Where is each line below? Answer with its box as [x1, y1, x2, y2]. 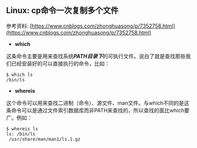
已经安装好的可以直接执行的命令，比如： [11, 60, 110, 67]
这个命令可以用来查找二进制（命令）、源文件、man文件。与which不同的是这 [6, 99, 189, 106]
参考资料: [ [6, 22, 33, 29]
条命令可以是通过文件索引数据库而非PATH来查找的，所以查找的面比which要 [6, 107, 190, 114]
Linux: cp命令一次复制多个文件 [6, 5, 119, 16]
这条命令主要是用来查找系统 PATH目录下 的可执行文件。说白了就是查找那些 [6, 52, 186, 60]
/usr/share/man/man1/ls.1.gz [8, 136, 81, 142]
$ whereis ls [6, 126, 38, 131]
